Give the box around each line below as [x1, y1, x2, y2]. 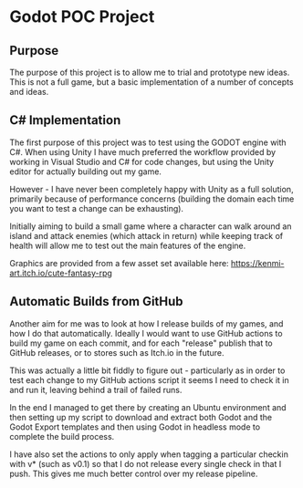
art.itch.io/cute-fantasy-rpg [9, 267, 112, 278]
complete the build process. [9, 431, 115, 441]
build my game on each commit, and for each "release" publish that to [9, 337, 274, 348]
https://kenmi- [231, 257, 285, 268]
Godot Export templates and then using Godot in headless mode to [9, 421, 261, 432]
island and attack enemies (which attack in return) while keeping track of [9, 230, 284, 241]
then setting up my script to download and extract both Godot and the [9, 411, 272, 422]
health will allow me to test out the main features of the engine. [9, 240, 246, 251]
